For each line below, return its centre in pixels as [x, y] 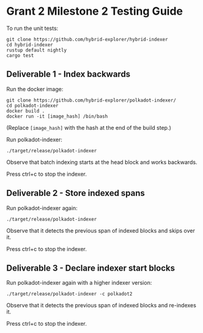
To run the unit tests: [32, 28]
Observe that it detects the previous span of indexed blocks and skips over [101, 230]
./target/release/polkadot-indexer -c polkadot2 [69, 294]
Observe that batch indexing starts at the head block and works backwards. [102, 162]
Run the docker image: [35, 89]
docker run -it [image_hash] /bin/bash [57, 116]
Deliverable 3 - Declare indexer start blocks [91, 268]
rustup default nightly [37, 50]
